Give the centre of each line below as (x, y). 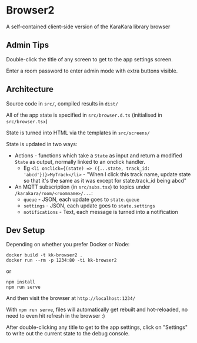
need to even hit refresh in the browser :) (56, 316)
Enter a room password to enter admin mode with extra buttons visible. (92, 71)
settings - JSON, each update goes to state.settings (89, 205)
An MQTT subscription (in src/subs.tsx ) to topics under (82, 187)
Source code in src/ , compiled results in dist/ (62, 103)
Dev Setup (26, 230)
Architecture (30, 89)
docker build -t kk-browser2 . (44, 255)
